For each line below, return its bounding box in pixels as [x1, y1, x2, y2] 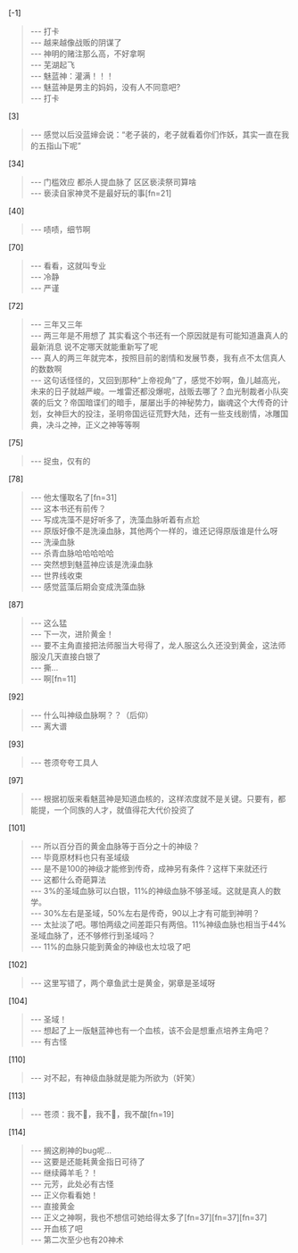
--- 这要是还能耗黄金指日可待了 [29, 1157, 146, 1166]
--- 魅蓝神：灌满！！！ [29, 71, 115, 81]
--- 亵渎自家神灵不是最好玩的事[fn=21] [29, 188, 172, 198]
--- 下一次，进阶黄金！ [29, 629, 115, 639]
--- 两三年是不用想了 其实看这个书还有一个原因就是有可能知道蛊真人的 [29, 330, 288, 340]
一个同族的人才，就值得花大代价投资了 [54, 805, 195, 815]
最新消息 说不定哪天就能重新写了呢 [29, 341, 158, 352]
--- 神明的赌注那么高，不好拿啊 [29, 48, 146, 59]
